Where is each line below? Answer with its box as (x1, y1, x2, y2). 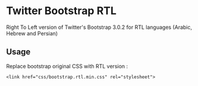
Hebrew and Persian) (6, 29, 58, 37)
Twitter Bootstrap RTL (6, 4, 117, 18)
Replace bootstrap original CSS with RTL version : (6, 62, 128, 70)
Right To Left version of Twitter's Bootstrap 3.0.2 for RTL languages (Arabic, (6, 24, 192, 31)
